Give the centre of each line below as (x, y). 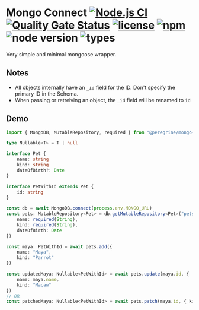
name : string (33, 159)
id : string (30, 192)
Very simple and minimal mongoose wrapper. (61, 54)
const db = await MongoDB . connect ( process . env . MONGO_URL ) (79, 208)
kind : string (33, 165)
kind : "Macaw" (34, 285)
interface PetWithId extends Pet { (50, 186)
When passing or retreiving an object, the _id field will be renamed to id (102, 100)
